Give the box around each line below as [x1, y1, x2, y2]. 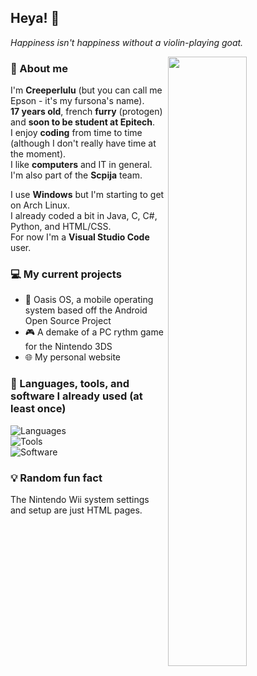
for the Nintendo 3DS [24, 341, 113, 353]
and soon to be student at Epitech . [10, 116, 156, 128]
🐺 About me [10, 61, 68, 75]
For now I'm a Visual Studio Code [10, 231, 150, 243]
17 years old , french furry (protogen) [10, 106, 163, 118]
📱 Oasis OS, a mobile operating [24, 294, 154, 306]
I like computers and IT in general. [10, 159, 153, 171]
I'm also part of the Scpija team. [10, 169, 143, 181]
